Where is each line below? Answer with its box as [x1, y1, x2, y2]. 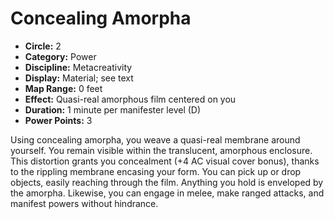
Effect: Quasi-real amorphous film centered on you [24, 93, 237, 105]
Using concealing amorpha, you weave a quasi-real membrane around [10, 133, 301, 146]
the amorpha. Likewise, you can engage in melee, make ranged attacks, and [10, 187, 325, 199]
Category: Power [24, 50, 97, 62]
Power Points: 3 [24, 114, 93, 126]
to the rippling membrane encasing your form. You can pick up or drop [10, 165, 302, 177]
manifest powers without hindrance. [10, 197, 159, 209]
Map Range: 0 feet [24, 82, 103, 94]
